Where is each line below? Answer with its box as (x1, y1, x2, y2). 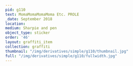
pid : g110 (5, 7, 26, 12)
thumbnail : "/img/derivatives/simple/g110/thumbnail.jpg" (5, 49, 128, 54)
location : (5, 21, 26, 26)
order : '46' (5, 35, 30, 40)
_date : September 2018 (5, 16, 52, 21)
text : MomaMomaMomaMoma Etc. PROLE (5, 12, 79, 17)
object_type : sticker (5, 30, 50, 35)
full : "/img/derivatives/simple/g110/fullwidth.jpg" (5, 53, 117, 59)
